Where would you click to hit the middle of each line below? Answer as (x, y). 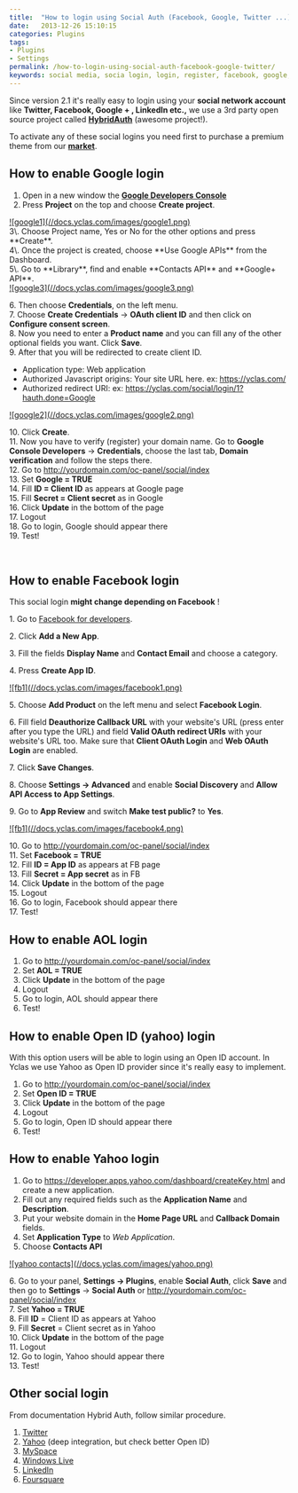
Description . (45, 1208)
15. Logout (28, 893)
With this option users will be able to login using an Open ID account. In (140, 1057)
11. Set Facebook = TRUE (55, 855)
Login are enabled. (43, 750)
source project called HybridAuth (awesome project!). (109, 119)
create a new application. (68, 1190)
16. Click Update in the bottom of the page (86, 507)
